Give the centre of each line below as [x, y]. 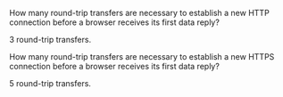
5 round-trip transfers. [50, 83]
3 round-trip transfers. [50, 40]
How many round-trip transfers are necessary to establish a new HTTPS [142, 57]
